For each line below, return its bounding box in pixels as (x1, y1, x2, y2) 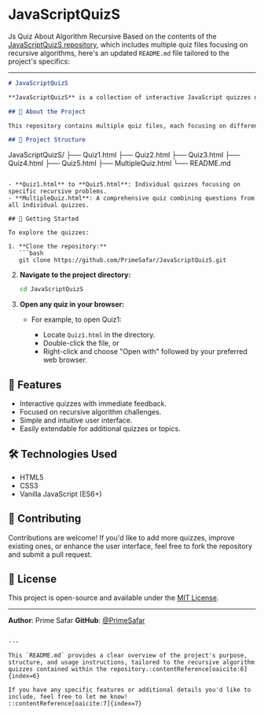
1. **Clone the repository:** (8, 242, 108, 251)
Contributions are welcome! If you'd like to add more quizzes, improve (8, 533, 236, 542)
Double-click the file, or (42, 338, 119, 348)
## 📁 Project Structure (8, 136, 86, 144)
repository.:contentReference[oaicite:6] (109, 665, 247, 673)
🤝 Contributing (8, 512, 82, 525)
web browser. (42, 356, 88, 365)
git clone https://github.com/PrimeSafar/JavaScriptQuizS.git (18, 256, 226, 264)
